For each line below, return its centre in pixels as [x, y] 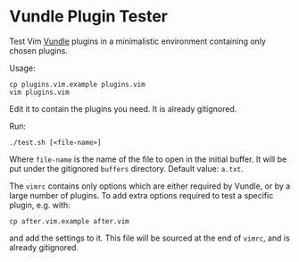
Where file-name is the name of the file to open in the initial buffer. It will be [148, 159]
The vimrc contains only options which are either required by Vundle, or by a [150, 186]
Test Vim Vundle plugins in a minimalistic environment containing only [137, 41]
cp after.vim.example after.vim [69, 221]
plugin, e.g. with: [40, 205]
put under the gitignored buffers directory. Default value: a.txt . [126, 168]
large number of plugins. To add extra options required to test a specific [141, 195]
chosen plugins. [39, 50]
